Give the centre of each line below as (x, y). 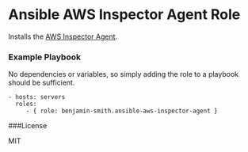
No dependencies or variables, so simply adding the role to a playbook (124, 74)
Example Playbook (45, 57)
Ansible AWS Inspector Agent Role (124, 15)
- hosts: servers (37, 97)
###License (28, 126)
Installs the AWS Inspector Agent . (63, 36)
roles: (26, 104)
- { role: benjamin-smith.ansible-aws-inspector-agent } (122, 111)
